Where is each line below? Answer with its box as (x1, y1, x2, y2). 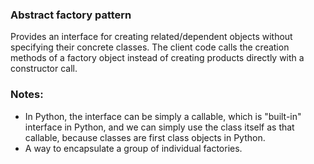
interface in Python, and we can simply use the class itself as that (24, 121, 295, 133)
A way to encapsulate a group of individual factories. (24, 142, 243, 154)
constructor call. (10, 63, 78, 75)
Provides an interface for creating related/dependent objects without (10, 31, 293, 43)
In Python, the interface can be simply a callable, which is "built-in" (24, 110, 302, 122)
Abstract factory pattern (10, 8, 132, 22)
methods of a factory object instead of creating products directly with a (10, 52, 305, 64)
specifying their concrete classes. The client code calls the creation (10, 41, 290, 53)
